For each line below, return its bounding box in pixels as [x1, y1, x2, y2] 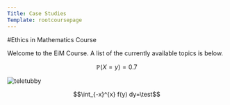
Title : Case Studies [7, 10, 67, 17]
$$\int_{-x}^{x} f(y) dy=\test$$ [72, 90, 161, 98]
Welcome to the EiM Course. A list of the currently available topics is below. [7, 49, 224, 57]
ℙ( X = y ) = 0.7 [96, 63, 138, 71]
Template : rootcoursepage [7, 17, 82, 23]
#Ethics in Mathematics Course [7, 35, 97, 44]
